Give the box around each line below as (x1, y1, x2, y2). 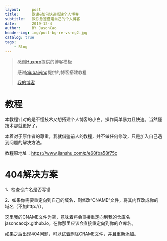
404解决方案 (5, 169, 58, 180)
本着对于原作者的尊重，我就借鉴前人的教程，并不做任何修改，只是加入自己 (5, 133, 158, 139)
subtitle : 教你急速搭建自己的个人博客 (5, 16, 81, 21)
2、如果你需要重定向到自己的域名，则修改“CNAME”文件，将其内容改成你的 (5, 197, 159, 203)
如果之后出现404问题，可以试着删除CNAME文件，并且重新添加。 (5, 231, 139, 237)
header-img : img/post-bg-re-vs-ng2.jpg (5, 30, 88, 35)
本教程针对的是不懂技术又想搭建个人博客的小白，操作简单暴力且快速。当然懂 (5, 116, 162, 122)
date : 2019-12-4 (5, 21, 52, 26)
